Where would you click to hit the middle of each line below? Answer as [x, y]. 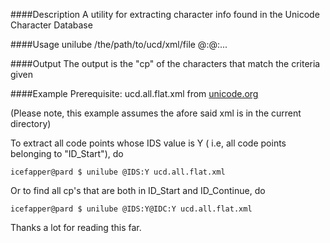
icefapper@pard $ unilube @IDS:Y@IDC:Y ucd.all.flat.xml [131, 209]
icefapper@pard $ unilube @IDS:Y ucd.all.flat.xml [118, 172]
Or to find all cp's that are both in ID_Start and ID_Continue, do [138, 190]
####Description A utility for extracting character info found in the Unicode [165, 14]
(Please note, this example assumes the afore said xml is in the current [156, 113]
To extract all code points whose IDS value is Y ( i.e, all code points [148, 143]
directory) [31, 123]
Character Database [51, 25]
